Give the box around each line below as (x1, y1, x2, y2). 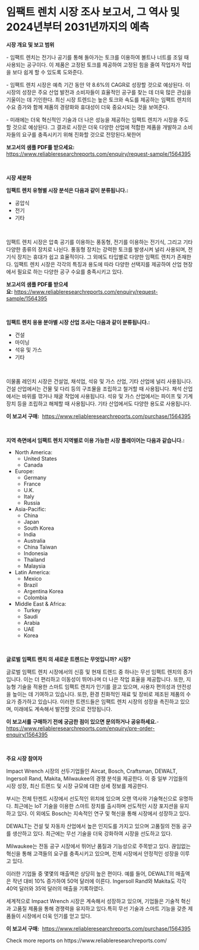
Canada (23, 461, 43, 468)
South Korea (23, 524, 55, 531)
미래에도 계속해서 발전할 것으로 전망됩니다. (14, 705, 113, 712)
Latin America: (14, 568, 50, 575)
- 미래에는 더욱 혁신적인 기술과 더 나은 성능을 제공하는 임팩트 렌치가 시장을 (6, 116, 178, 123)
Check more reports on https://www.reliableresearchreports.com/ (6, 937, 168, 944)
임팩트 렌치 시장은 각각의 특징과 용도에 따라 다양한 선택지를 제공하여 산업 (14, 260, 182, 268)
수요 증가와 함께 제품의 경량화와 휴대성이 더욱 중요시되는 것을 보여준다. (6, 103, 169, 111)
